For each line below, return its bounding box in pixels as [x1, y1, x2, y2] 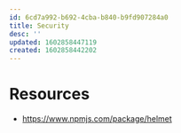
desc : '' [9, 29, 42, 38]
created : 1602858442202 [9, 46, 98, 55]
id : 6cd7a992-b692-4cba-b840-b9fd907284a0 [9, 12, 169, 22]
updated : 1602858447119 [9, 37, 98, 47]
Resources [9, 84, 90, 105]
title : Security [9, 21, 69, 30]
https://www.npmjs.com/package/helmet [21, 113, 173, 124]
